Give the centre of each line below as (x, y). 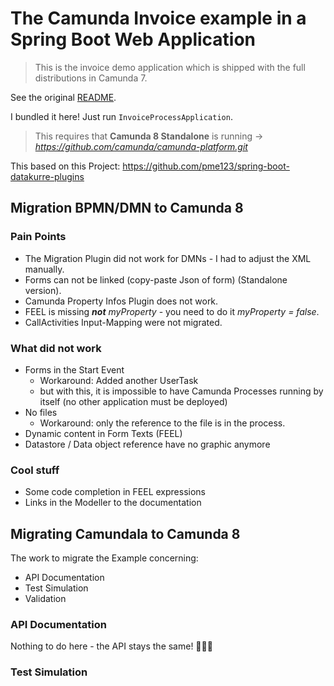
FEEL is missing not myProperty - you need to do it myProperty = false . (172, 311)
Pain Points (38, 237)
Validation (45, 599)
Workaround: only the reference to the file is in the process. (162, 423)
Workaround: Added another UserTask (119, 380)
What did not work (56, 348)
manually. (44, 269)
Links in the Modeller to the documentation (113, 503)
